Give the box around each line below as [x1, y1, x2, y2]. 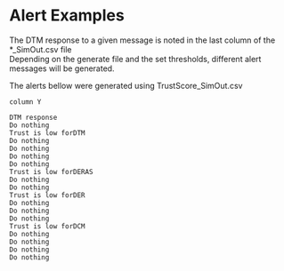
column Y [9, 97, 42, 107]
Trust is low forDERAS [9, 167, 93, 176]
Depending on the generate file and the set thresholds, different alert [9, 53, 262, 64]
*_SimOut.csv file [9, 44, 72, 54]
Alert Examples [9, 5, 125, 26]
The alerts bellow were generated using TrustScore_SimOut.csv [9, 80, 243, 91]
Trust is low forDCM [9, 221, 86, 231]
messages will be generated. [9, 63, 115, 74]
